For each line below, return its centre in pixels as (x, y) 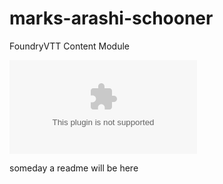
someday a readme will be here (74, 168)
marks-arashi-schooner (111, 18)
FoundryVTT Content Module (69, 46)
